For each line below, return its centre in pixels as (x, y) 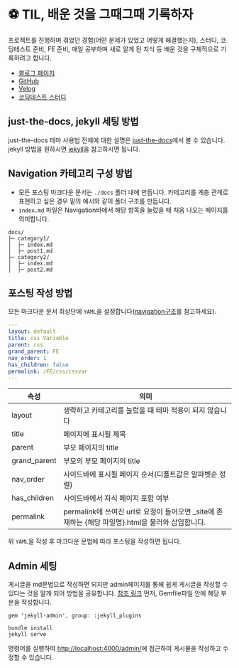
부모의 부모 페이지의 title (102, 461)
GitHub (29, 81)
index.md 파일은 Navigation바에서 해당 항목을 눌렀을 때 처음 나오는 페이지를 (123, 210)
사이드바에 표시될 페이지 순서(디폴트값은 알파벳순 (140, 475)
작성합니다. (37, 603)
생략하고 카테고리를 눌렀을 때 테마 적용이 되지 (134, 410)
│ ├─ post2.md (30, 270)
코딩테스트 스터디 (42, 97)
